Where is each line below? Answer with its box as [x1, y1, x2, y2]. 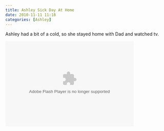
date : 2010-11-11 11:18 [5, 12, 56, 17]
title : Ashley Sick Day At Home [5, 7, 74, 13]
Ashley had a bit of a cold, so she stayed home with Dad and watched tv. [5, 31, 159, 37]
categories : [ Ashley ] [5, 17, 52, 22]
